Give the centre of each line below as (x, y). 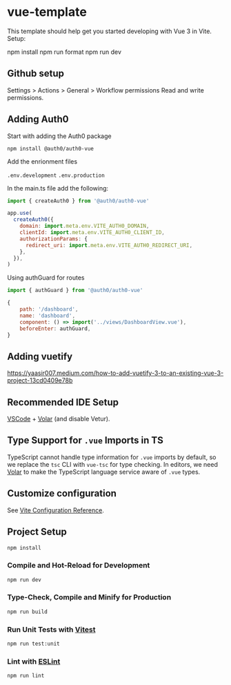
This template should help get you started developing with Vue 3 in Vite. (110, 31)
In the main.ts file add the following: (58, 188)
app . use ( (20, 213)
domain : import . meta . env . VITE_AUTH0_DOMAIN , (84, 226)
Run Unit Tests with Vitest (51, 629)
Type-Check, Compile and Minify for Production (89, 597)
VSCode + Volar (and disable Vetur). (59, 419)
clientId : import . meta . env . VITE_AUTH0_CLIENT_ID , (92, 233)
